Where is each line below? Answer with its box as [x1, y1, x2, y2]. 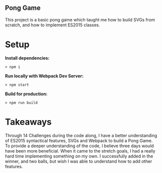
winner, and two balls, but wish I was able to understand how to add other [5, 158, 152, 164]
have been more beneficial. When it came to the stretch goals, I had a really [5, 148, 156, 154]
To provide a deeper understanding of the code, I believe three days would [5, 143, 154, 149]
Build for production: [5, 91, 48, 97]
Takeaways [5, 116, 52, 127]
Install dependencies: [5, 55, 50, 61]
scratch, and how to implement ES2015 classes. [5, 22, 100, 28]
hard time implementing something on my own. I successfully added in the [5, 153, 153, 159]
